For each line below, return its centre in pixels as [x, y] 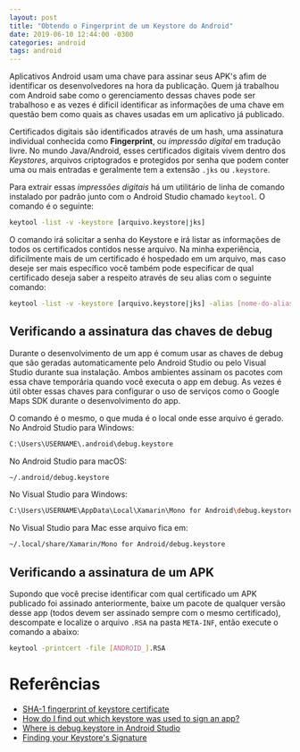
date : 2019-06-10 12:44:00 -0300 [71, 34]
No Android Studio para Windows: [72, 427]
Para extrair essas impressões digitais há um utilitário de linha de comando [147, 187]
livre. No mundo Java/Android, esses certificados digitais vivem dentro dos [147, 151]
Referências [55, 684]
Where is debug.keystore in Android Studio [101, 728]
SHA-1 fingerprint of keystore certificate [96, 709]
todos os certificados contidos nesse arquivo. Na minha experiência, [135, 249]
